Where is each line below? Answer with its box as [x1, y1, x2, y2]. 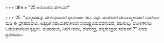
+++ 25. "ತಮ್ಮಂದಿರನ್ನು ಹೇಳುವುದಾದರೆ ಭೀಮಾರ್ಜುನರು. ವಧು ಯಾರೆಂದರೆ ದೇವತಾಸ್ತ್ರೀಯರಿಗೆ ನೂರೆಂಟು [5, 15, 159, 20]
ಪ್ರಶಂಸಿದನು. [5, 31, 24, 37]
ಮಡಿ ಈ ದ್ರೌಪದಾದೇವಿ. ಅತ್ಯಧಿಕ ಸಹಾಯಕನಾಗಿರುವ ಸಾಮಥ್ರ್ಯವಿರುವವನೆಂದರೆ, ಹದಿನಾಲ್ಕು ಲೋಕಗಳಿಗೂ [5, 20, 152, 26]
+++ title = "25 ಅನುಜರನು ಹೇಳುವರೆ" [5, 5, 70, 10]
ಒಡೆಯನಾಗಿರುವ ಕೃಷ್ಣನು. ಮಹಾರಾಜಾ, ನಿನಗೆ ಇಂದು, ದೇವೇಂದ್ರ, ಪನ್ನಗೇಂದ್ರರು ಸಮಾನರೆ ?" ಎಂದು [5, 26, 148, 32]
